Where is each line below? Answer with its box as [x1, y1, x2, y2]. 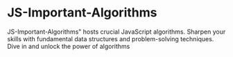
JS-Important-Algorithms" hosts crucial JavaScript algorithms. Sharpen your [7, 27, 226, 36]
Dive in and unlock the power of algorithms [7, 42, 130, 50]
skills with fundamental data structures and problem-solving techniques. [7, 34, 214, 43]
